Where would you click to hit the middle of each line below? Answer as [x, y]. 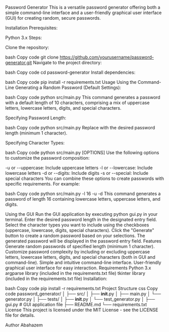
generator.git [19, 62]
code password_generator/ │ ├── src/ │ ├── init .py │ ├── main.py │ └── [83, 294]
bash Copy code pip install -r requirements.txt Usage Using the [71, 82]
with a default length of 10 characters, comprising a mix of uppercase [77, 103]
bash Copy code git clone [32, 57]
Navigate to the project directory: [67, 62]
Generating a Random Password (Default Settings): [68, 87]
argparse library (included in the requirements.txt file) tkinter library [75, 273]
